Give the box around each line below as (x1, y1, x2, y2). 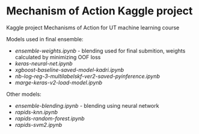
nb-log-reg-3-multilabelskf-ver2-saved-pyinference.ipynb (14, 72, 161, 80)
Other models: (6, 90, 42, 98)
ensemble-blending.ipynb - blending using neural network (14, 102, 159, 109)
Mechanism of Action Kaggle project (6, 4, 193, 18)
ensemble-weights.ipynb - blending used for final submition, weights (14, 47, 186, 54)
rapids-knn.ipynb (14, 108, 58, 115)
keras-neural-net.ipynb (14, 60, 73, 67)
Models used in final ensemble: (6, 35, 84, 42)
